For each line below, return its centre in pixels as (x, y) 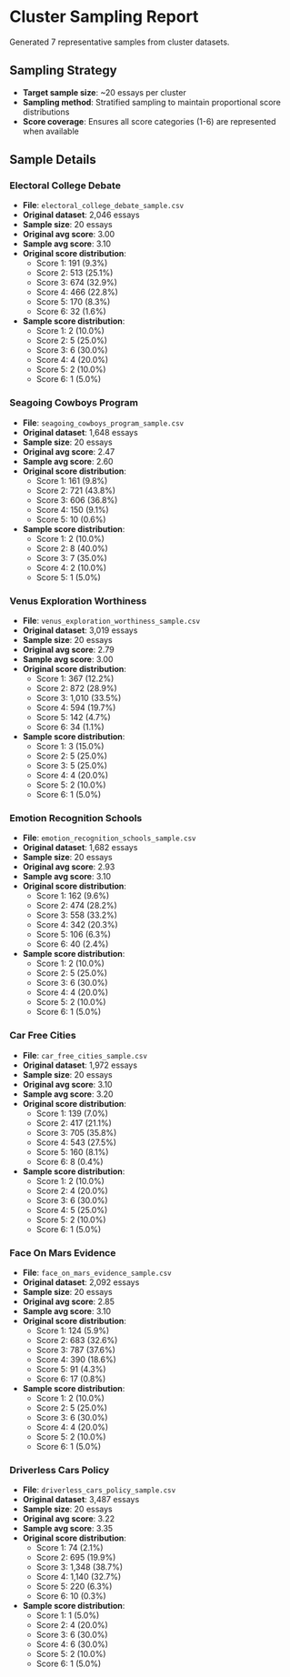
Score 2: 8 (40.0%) (72, 548)
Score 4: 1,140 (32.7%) (79, 1577)
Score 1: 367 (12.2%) (75, 678)
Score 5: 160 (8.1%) (72, 1151)
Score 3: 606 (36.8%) (77, 500)
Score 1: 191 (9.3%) (72, 263)
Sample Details (53, 160)
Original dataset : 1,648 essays (80, 432)
